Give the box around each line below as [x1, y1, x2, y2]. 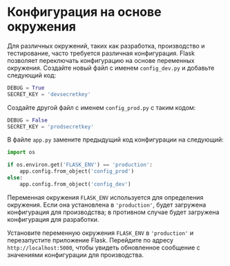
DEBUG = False [7, 117, 48, 124]
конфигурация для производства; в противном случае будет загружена [7, 208, 220, 216]
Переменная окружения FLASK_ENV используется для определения [7, 193, 204, 201]
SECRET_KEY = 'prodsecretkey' [7, 123, 95, 130]
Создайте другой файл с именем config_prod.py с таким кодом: [7, 103, 196, 111]
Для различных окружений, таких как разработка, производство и [7, 41, 205, 50]
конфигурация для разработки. [7, 215, 99, 223]
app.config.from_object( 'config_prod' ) [19, 168, 135, 175]
